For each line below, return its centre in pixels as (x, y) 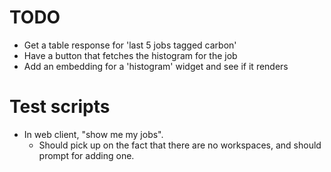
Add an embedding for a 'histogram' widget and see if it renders (156, 66)
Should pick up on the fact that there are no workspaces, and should (180, 145)
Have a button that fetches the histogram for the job (130, 55)
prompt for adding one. (86, 155)
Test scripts (60, 107)
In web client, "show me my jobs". (93, 134)
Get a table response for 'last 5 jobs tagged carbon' (130, 45)
